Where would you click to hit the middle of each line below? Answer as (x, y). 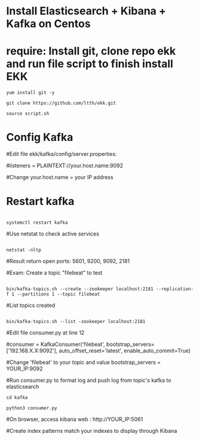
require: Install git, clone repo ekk (91, 51)
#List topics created (31, 305)
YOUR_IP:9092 (25, 369)
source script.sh (28, 114)
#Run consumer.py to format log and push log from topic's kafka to (89, 380)
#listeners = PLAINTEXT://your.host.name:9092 (65, 165)
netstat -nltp (24, 250)
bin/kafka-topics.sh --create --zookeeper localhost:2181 (80, 289)
